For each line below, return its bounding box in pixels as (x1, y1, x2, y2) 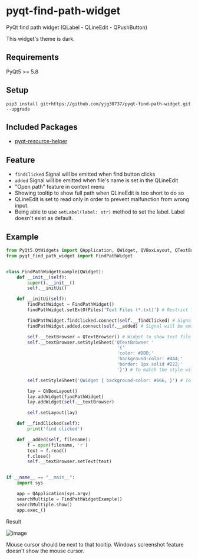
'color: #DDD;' (117, 350, 154, 356)
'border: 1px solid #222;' (117, 361, 183, 367)
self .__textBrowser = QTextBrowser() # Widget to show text (27, 334, 178, 340)
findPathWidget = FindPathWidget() (27, 302, 115, 308)
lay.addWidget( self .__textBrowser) (27, 399, 115, 405)
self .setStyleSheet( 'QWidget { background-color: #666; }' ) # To (27, 377, 192, 383)
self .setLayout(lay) (27, 410, 78, 416)
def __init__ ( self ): (16, 274, 67, 280)
